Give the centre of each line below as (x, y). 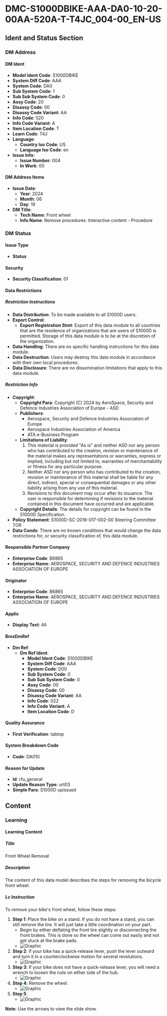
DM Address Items (25, 177)
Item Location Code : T (36, 128)
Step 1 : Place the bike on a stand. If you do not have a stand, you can (83, 919)
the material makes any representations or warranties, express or (94, 456)
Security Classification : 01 (40, 279)
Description (18, 867)
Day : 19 (28, 204)
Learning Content (24, 832)
